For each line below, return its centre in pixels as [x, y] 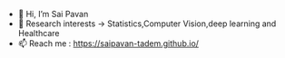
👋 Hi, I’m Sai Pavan [53, 14]
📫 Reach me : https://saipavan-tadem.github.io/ [108, 43]
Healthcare [39, 33]
